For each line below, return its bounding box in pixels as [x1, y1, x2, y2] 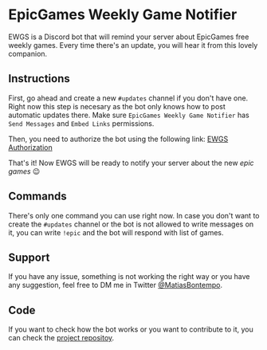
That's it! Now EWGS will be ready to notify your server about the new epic [8, 158, 254, 167]
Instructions [8, 72, 70, 85]
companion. [8, 49, 48, 58]
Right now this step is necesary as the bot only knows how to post [8, 101, 226, 111]
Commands [8, 190, 68, 203]
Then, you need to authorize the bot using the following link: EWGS [8, 134, 229, 144]
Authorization [8, 142, 53, 152]
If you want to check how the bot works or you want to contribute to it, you [8, 324, 253, 334]
